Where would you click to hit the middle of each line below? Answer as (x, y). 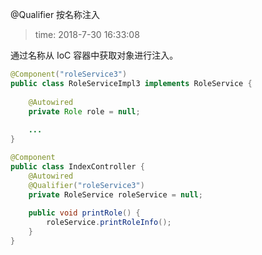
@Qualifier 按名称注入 (55, 14)
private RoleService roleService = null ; (115, 194)
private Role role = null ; (84, 111)
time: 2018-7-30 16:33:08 (87, 34)
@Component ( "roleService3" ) (69, 74)
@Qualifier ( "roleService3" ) (86, 185)
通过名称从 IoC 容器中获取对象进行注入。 (94, 55)
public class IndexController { (77, 166)
